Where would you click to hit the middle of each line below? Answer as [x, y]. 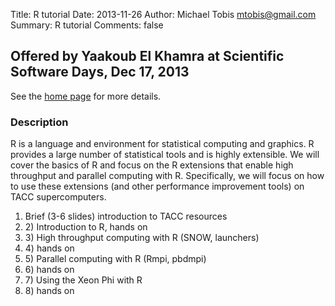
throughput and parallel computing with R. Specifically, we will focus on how [167, 176]
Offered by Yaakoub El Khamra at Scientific [147, 56]
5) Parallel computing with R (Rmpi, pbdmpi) [115, 259]
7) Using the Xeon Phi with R [83, 280]
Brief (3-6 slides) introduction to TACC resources [126, 216]
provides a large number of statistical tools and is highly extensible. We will [165, 155]
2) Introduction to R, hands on [86, 227]
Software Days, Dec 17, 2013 [100, 72]
